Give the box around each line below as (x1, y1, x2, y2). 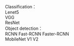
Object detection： (5, 25, 43, 31)
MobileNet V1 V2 (5, 36, 39, 42)
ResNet (5, 20, 20, 25)
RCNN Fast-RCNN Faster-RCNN (5, 31, 69, 37)
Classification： (5, 4, 37, 9)
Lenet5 (5, 9, 19, 15)
